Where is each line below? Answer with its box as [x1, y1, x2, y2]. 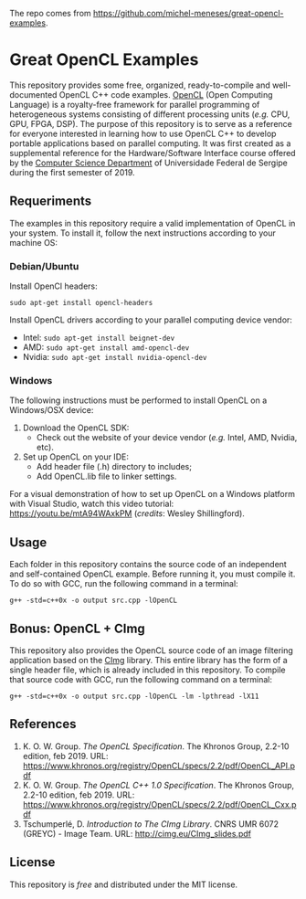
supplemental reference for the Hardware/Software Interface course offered [9, 147, 296, 158]
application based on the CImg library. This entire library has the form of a [9, 654, 288, 665]
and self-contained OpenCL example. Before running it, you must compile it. [9, 568, 296, 579]
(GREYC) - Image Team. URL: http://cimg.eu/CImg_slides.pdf [22, 828, 251, 839]
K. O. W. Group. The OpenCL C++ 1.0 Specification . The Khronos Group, [22, 779, 295, 790]
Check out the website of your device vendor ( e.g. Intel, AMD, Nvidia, [36, 432, 298, 443]
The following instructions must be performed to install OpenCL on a [9, 395, 268, 406]
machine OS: [9, 237, 58, 248]
